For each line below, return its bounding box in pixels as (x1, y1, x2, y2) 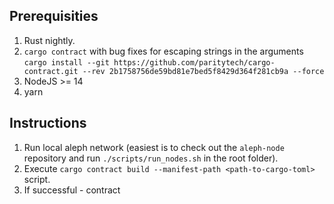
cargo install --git (23, 57, 110, 68)
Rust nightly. (23, 34, 76, 46)
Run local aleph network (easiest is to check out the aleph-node (23, 141, 285, 153)
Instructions (9, 115, 87, 132)
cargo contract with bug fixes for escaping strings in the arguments (23, 45, 304, 57)
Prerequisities (9, 8, 99, 25)
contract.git (23, 66, 79, 76)
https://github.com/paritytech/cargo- (113, 57, 276, 68)
